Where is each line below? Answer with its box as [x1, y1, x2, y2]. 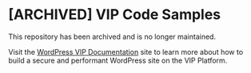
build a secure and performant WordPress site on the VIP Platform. [8, 56, 228, 65]
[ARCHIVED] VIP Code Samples [8, 6, 221, 24]
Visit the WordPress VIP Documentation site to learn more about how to [8, 47, 244, 56]
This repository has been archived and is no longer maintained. [8, 32, 217, 41]
